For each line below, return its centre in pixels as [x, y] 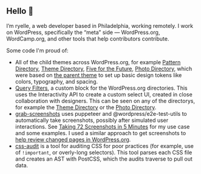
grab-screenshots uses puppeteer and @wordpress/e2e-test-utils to [101, 113]
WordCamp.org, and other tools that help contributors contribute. [88, 38]
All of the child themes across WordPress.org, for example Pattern [98, 62]
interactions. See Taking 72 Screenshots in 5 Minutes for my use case [102, 126]
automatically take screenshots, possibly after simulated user [92, 120]
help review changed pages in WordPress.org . [73, 139]
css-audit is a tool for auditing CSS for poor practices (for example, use [104, 146]
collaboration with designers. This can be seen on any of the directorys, [105, 101]
